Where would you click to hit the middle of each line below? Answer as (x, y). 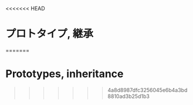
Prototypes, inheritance (65, 74)
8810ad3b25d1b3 (129, 96)
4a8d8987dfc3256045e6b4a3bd (148, 90)
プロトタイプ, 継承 (50, 34)
